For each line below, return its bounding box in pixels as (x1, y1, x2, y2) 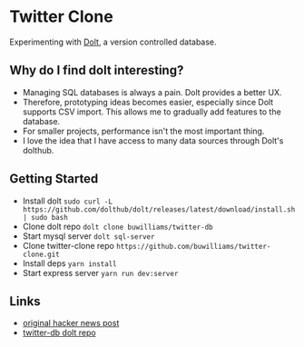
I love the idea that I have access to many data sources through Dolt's (22, 134, 284, 146)
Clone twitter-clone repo (22, 240, 115, 251)
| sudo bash (22, 213, 68, 222)
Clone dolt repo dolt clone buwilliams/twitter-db (22, 221, 213, 232)
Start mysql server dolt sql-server (22, 230, 155, 242)
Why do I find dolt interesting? (9, 63, 184, 78)
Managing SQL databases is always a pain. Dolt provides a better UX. (22, 86, 283, 97)
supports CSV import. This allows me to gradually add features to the (22, 106, 281, 117)
